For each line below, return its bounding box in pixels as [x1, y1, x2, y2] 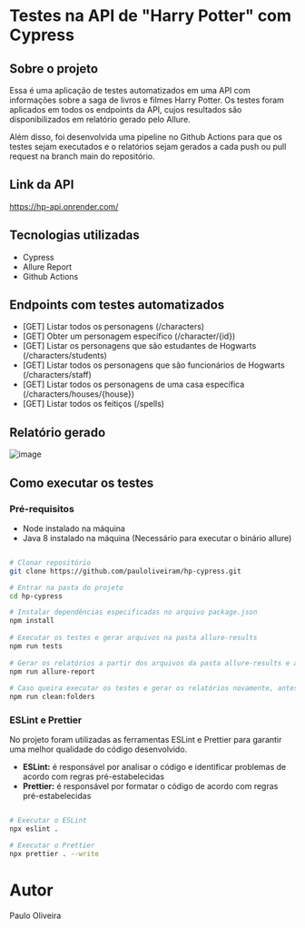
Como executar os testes [9, 475, 154, 490]
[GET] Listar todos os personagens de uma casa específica [22, 379, 245, 390]
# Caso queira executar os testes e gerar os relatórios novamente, [9, 684, 274, 693]
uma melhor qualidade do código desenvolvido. [9, 744, 188, 755]
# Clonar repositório [9, 558, 92, 568]
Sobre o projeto [9, 61, 98, 76]
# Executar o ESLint [9, 816, 88, 825]
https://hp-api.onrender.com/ [9, 201, 119, 212]
